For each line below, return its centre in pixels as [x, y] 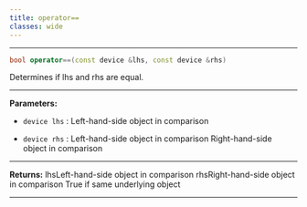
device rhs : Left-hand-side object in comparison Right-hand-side [147, 139]
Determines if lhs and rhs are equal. [77, 78]
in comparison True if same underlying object [95, 184]
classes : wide [37, 26]
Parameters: [33, 103]
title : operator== [44, 18]
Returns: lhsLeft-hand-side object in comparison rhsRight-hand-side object [152, 175]
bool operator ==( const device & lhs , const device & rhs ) [118, 60]
